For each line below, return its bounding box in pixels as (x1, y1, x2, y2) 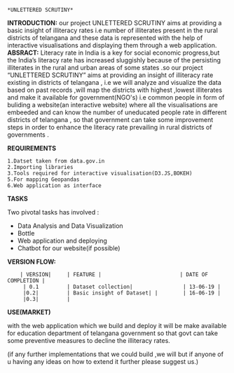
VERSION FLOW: (7, 257, 56, 266)
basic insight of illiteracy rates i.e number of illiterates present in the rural (7, 26, 219, 34)
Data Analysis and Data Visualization (17, 222, 124, 230)
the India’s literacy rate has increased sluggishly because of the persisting (7, 56, 221, 64)
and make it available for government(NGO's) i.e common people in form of (7, 93, 225, 102)
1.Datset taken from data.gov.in (7, 158, 105, 165)
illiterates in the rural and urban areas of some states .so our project (7, 64, 203, 72)
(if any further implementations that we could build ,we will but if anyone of (7, 350, 224, 358)
